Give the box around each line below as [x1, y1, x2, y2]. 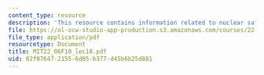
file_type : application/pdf [8, 33, 101, 41]
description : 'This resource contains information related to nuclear [8, 19, 244, 27]
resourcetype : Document [8, 41, 86, 48]
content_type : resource [8, 11, 86, 20]
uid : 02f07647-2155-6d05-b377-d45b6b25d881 [8, 55, 153, 63]
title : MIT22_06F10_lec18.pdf [8, 48, 108, 55]
